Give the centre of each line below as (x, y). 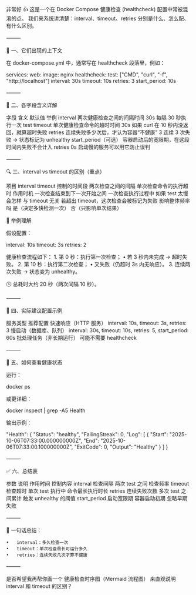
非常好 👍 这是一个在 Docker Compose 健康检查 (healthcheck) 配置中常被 (94, 9)
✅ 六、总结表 (22, 471)
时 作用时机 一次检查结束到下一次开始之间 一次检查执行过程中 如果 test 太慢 (97, 193)
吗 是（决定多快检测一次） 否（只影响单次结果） (64, 208)
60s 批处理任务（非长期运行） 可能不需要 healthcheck (71, 338)
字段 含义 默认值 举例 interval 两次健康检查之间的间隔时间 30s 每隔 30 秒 (94, 118)
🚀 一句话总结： (24, 530)
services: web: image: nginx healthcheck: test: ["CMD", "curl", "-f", (87, 75)
